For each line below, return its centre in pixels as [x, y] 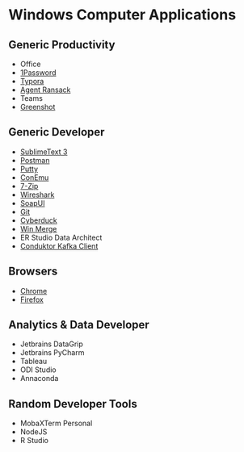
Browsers [33, 272]
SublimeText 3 [44, 152]
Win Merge [38, 228]
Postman [35, 160]
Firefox [32, 299]
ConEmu [34, 177]
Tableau [34, 362]
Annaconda [39, 379]
